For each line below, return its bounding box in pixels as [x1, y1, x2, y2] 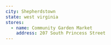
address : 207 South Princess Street [16, 30, 106, 36]
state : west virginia [5, 14, 59, 20]
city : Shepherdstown [5, 8, 56, 15]
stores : [5, 19, 25, 25]
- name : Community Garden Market [11, 25, 93, 31]
